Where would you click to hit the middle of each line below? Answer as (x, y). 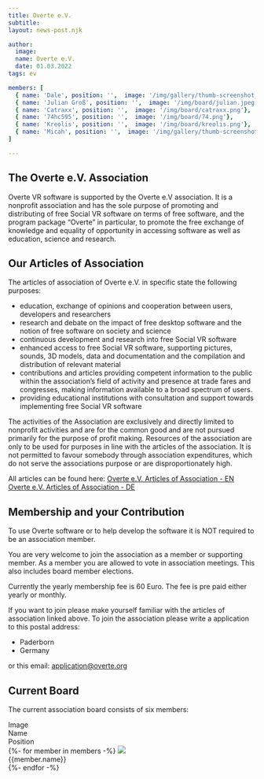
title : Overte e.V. (40, 15)
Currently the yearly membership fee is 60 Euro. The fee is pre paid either (128, 587)
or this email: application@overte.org (68, 666)
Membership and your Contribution (96, 512)
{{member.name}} (37, 759)
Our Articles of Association (76, 263)
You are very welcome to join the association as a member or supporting (126, 555)
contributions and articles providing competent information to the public (136, 373)
